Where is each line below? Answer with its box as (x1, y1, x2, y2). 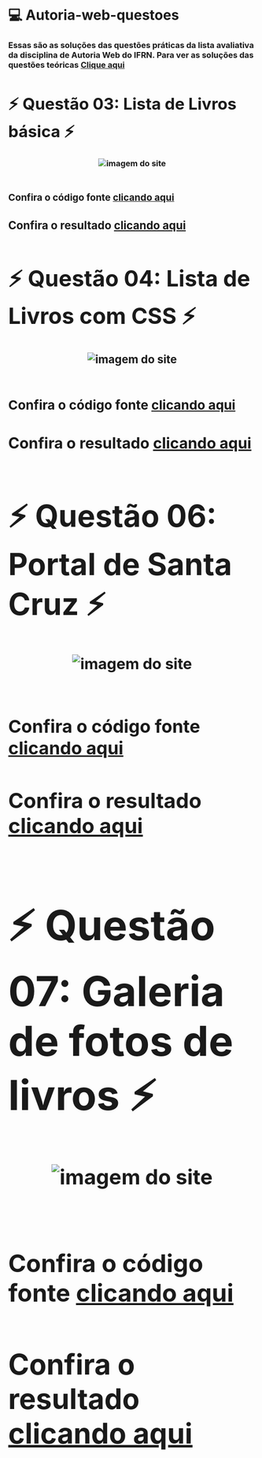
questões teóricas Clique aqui (8, 60, 125, 71)
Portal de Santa (8, 545, 232, 583)
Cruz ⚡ (8, 585, 106, 623)
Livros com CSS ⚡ (8, 302, 197, 329)
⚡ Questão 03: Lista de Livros (8, 93, 238, 114)
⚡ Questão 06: (8, 497, 217, 534)
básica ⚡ (8, 121, 75, 142)
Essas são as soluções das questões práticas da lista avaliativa (8, 40, 254, 51)
